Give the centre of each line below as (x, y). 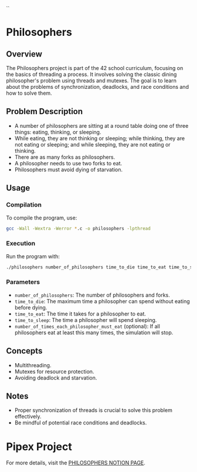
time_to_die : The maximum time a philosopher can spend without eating (102, 301)
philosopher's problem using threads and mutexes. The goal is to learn (91, 81)
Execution (21, 244)
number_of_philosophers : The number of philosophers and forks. (92, 295)
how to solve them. (29, 93)
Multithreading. (33, 365)
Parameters (23, 282)
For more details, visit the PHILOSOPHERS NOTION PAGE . (76, 463)
